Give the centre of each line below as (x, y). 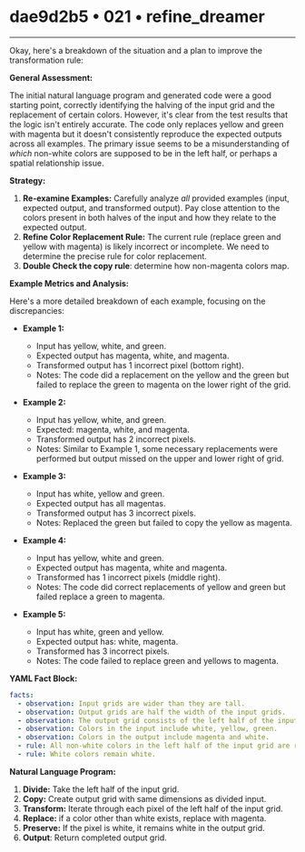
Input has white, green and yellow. (100, 631)
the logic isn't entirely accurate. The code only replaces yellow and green (147, 124)
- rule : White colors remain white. (87, 755)
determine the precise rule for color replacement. (114, 256)
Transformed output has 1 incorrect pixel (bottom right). (140, 365)
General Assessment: (51, 77)
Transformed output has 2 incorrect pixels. (116, 439)
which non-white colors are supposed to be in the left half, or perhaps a (143, 153)
